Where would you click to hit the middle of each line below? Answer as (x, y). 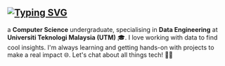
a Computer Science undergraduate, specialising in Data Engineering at (112, 29)
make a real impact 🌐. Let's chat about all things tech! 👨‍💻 (90, 55)
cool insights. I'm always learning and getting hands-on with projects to (111, 47)
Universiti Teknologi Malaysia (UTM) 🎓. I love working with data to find (112, 37)
